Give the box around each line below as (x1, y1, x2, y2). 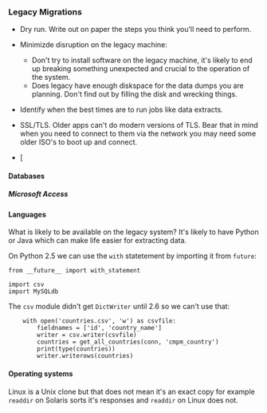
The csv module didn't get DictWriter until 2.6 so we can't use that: (8, 302, 230, 312)
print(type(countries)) (37, 345, 116, 353)
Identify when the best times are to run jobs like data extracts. (19, 105, 223, 114)
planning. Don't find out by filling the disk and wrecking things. (31, 89, 238, 99)
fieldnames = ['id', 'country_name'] (37, 324, 162, 332)
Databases (8, 171, 45, 181)
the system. (31, 73, 71, 82)
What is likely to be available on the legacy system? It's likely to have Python (8, 227, 259, 237)
